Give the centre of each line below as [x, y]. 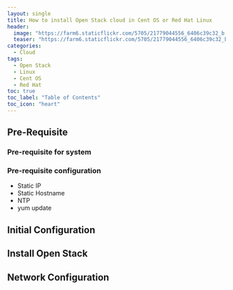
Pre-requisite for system [49, 152]
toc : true [21, 91]
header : [18, 26]
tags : [15, 59]
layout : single [29, 14]
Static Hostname [41, 193]
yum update [34, 208]
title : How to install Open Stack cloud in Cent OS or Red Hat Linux [110, 20]
